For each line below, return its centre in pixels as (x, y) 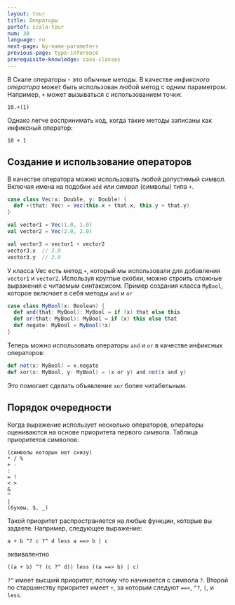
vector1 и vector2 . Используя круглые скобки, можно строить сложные (115, 278)
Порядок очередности (60, 408)
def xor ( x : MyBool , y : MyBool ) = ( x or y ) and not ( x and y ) (97, 372)
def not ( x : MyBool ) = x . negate (53, 366)
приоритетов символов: (43, 439)
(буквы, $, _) (28, 507)
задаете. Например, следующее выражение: (75, 528)
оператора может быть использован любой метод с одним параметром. (117, 87)
